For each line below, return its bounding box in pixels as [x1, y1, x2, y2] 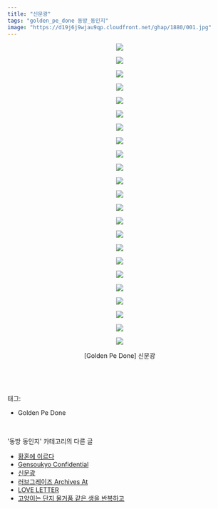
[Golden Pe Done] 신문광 [84, 351, 155, 360]
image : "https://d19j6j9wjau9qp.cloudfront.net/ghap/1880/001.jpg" [7, 24, 212, 31]
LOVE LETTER [17, 485, 59, 494]
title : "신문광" [7, 10, 51, 18]
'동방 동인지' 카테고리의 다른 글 [7, 437, 93, 446]
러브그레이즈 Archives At [17, 478, 88, 486]
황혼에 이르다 [17, 452, 55, 461]
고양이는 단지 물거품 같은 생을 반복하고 [17, 494, 125, 503]
